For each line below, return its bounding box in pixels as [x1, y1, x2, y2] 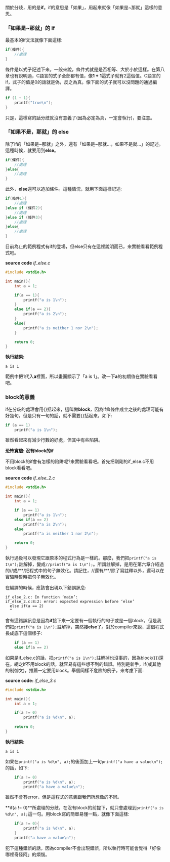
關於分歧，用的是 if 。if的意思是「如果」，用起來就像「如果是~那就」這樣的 [5, 5, 158, 10]
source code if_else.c [5, 260, 51, 266]
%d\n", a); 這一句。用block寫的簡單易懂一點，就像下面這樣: [5, 811, 130, 817]
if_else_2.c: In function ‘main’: [5, 595, 78, 600]
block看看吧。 [5, 465, 35, 471]
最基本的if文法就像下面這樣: [5, 37, 63, 43]
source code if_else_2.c [5, 475, 55, 481]
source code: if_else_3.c [5, 677, 57, 683]
